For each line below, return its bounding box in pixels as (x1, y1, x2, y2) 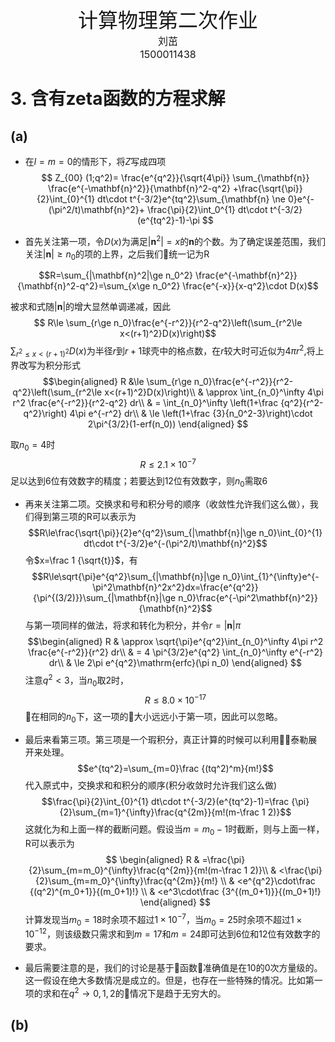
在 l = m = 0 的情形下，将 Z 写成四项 (24, 156, 167, 167)
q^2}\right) (23, 407, 68, 419)
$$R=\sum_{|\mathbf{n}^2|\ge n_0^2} (38, 269, 194, 282)
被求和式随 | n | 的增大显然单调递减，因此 (10, 301, 172, 313)
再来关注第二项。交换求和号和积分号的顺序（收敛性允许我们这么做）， (24, 498, 310, 510)
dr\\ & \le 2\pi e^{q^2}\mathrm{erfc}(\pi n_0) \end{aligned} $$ (48, 657, 303, 669)
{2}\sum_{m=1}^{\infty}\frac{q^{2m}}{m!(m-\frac (59, 806, 260, 818)
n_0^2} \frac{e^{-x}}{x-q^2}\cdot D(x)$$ (152, 280, 319, 292)
